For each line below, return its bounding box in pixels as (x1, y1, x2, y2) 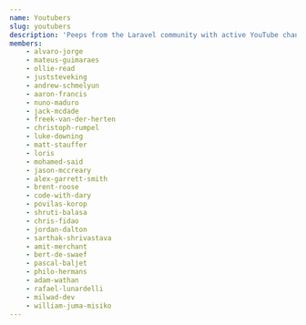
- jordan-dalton (25, 225, 88, 234)
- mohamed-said (25, 157, 84, 167)
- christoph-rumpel (25, 124, 100, 133)
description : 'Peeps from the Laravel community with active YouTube (9, 30, 280, 39)
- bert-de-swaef (25, 250, 88, 259)
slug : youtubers (9, 22, 71, 31)
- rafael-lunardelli (25, 284, 104, 293)
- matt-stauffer (25, 140, 88, 149)
